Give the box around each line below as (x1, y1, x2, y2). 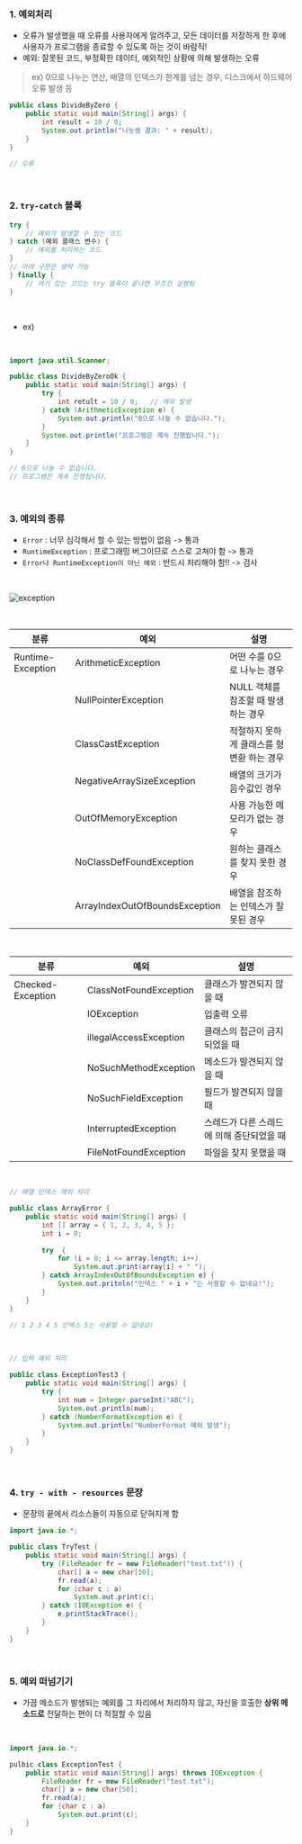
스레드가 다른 (203, 1116, 257, 1129)
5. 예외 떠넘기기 (9, 1675, 74, 1687)
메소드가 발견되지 (203, 1056, 273, 1068)
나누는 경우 (239, 664, 285, 677)
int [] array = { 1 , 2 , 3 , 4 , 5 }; (41, 1220, 175, 1229)
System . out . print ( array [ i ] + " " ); (73, 1263, 207, 1272)
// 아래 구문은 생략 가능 (9, 263, 90, 272)
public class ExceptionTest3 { (9, 1371, 127, 1380)
